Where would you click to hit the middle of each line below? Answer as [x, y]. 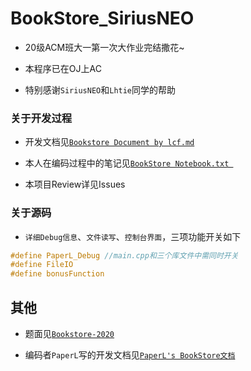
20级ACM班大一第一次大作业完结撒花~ [104, 47]
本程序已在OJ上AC [63, 68]
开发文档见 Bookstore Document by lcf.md [109, 142]
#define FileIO [42, 265]
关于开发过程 [41, 118]
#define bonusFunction [57, 274]
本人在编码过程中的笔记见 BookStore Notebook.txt [127, 163]
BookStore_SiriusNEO [102, 18]
